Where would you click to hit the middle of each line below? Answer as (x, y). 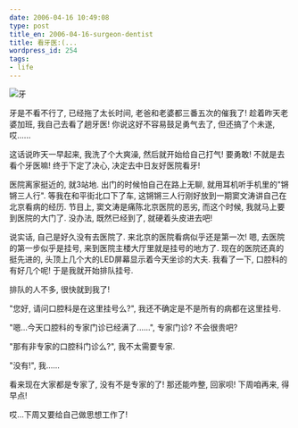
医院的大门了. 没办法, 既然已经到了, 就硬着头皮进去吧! (114, 218)
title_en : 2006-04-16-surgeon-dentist (81, 34)
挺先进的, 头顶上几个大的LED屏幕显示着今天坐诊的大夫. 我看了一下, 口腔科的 (149, 259)
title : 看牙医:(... (43, 42)
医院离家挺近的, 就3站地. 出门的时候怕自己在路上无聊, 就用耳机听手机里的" (145, 184)
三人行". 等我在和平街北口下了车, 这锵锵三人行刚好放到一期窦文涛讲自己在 (152, 195)
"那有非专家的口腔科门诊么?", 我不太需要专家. (92, 346)
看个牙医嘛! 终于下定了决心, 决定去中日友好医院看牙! (105, 165)
